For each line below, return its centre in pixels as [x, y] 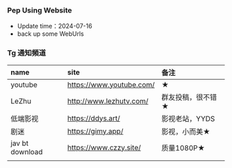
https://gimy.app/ [95, 131]
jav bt [20, 143]
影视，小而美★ [186, 132]
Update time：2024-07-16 [55, 26]
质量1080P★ [183, 148]
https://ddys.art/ [94, 118]
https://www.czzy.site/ [104, 147]
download [27, 151]
